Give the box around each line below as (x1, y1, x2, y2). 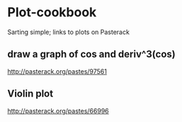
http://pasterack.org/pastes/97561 (7, 67, 108, 75)
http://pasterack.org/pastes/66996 (7, 106, 110, 115)
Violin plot (7, 88, 54, 100)
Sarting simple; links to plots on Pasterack (7, 28, 130, 36)
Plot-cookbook (7, 4, 97, 21)
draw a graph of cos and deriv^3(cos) (7, 48, 176, 60)
